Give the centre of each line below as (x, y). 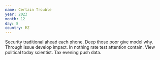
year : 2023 (16, 14)
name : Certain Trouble (28, 10)
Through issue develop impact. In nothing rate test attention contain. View (80, 47)
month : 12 (15, 19)
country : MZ (17, 28)
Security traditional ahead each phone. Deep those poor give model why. (79, 42)
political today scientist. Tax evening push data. (53, 53)
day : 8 (12, 23)
